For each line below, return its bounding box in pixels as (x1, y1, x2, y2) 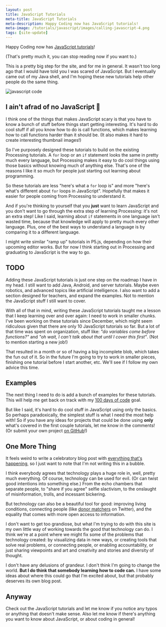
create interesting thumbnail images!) (5, 137, 82, 143)
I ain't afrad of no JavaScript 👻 (5, 103, 101, 112)
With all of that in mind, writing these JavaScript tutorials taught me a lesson (5, 307, 161, 313)
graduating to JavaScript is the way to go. (5, 249, 91, 255)
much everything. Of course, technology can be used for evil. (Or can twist (5, 475, 158, 481)
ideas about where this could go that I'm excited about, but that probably (5, 573, 154, 579)
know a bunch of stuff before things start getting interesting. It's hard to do (5, 121, 158, 127)
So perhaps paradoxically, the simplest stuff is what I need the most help (5, 412, 154, 418)
